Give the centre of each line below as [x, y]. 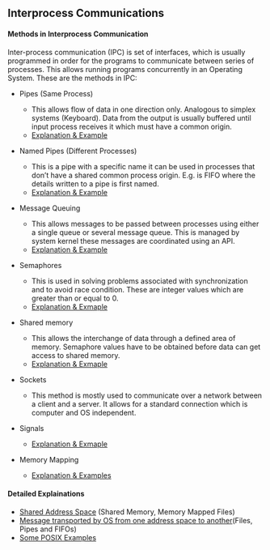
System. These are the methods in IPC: [73, 78]
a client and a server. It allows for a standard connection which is [139, 403]
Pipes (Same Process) [56, 93]
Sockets [33, 379]
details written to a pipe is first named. [95, 183]
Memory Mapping [49, 459]
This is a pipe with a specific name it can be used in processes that [143, 166]
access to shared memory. [76, 355]
